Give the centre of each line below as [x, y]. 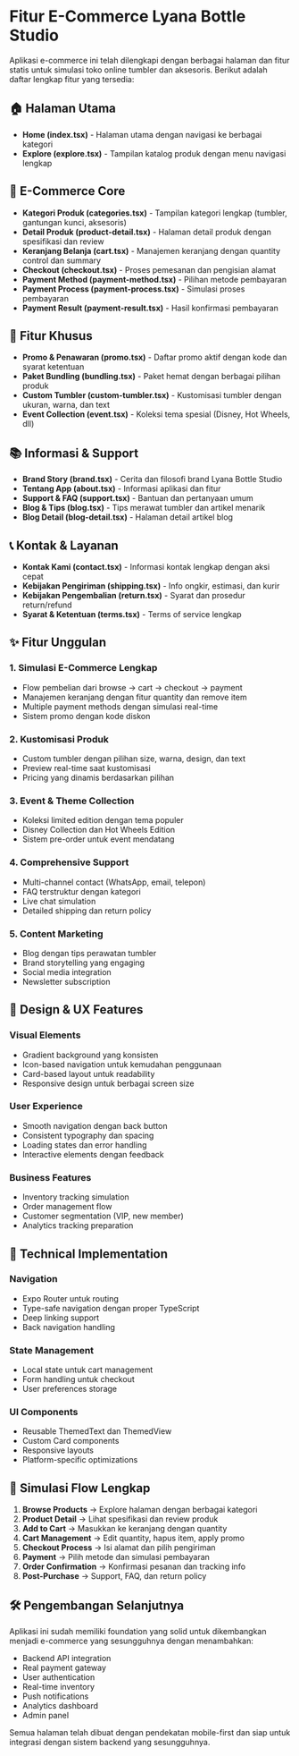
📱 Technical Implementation [88, 1254]
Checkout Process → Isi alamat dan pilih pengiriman [119, 1548]
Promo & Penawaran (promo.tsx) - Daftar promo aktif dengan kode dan [154, 357]
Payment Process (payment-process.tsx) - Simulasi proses [133, 289]
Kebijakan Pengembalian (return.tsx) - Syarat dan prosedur [133, 595]
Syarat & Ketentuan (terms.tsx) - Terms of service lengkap [132, 614]
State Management [52, 1350]
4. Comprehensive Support [69, 862]
